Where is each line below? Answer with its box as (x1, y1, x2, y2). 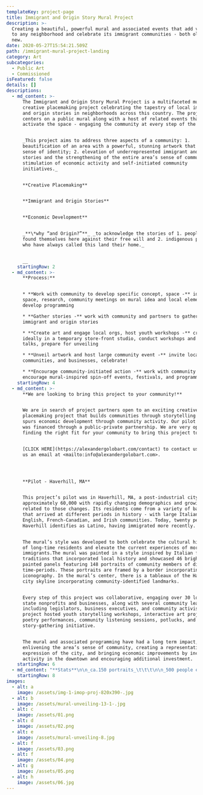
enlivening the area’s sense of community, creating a (22, 644, 164, 650)
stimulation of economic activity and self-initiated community (22, 160, 188, 166)
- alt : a (11, 684, 34, 690)
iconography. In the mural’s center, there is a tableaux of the (22, 572, 190, 578)
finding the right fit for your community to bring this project (22, 430, 190, 436)
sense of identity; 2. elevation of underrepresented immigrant (22, 149, 188, 155)
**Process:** (22, 275, 56, 281)
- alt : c (11, 706, 34, 713)
